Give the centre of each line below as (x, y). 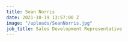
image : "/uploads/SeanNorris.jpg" (50, 23)
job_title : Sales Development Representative (64, 29)
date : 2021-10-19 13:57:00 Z (43, 17)
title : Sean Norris (31, 12)
